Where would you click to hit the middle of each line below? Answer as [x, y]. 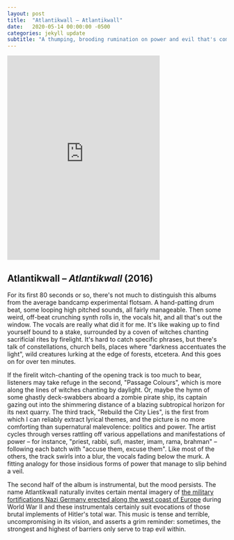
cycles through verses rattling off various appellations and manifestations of [116, 434]
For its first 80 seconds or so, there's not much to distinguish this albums [112, 295]
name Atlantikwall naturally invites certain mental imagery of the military [110, 492]
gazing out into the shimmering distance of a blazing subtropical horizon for [116, 404]
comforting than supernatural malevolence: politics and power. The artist [111, 427]
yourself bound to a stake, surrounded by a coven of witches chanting [108, 332]
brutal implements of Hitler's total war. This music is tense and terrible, [109, 514]
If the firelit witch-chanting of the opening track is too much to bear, [104, 375]
